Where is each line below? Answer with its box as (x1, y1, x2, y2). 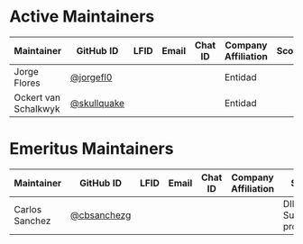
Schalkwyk (14, 102, 60, 114)
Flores (14, 77, 41, 89)
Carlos (14, 203, 42, 215)
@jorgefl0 (70, 70, 113, 83)
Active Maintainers (9, 6, 155, 27)
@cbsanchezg (70, 209, 132, 221)
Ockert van (14, 91, 61, 104)
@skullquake (70, 96, 124, 109)
